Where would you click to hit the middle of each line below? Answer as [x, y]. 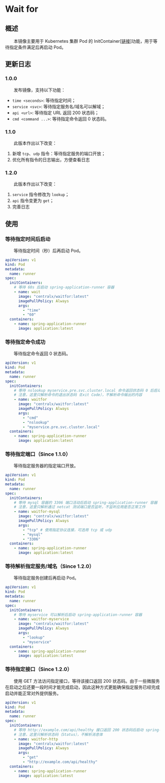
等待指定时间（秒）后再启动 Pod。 [49, 250]
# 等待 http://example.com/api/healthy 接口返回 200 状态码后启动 [79, 730]
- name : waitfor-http [36, 739]
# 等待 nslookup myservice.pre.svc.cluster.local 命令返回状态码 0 [81, 390]
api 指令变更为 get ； [33, 201]
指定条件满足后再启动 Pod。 [38, 47]
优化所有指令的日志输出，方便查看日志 [51, 159]
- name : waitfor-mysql [37, 512]
